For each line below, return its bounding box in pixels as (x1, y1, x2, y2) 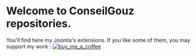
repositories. (6, 17, 72, 30)
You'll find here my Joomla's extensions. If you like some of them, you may (6, 36, 191, 43)
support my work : (6, 43, 51, 50)
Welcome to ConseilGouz (6, 4, 134, 18)
